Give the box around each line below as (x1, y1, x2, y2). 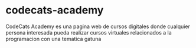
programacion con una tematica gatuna (5, 35, 102, 42)
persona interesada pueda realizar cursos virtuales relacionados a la (5, 29, 172, 36)
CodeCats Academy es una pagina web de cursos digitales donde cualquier (5, 23, 190, 30)
